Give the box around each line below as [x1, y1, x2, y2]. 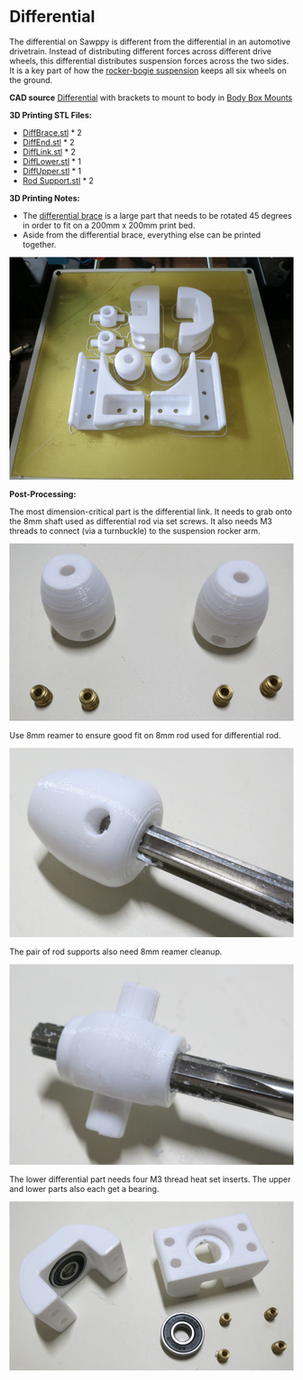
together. [22, 239, 57, 249]
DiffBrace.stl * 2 [22, 127, 83, 137]
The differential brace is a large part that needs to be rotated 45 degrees [22, 210, 292, 221]
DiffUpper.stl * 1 [22, 165, 82, 176]
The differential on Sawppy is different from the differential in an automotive [9, 36, 291, 47]
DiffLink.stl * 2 [22, 146, 77, 157]
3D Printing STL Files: [9, 109, 92, 120]
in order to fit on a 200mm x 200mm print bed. [22, 220, 196, 230]
